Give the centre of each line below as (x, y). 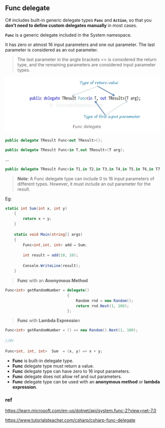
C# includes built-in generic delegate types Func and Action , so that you (78, 20)
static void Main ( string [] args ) (48, 234)
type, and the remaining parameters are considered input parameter (86, 64)
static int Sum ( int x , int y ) (36, 208)
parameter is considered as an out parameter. (52, 50)
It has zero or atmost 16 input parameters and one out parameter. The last (80, 45)
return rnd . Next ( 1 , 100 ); (103, 306)
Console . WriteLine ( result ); (52, 266)
